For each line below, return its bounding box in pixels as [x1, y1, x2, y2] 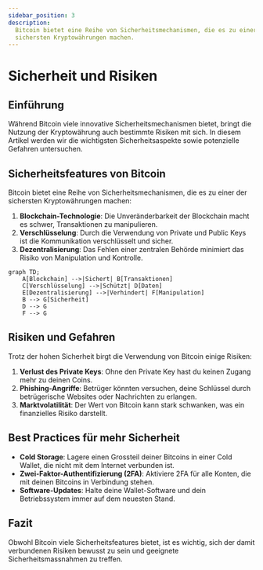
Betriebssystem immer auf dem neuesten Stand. [19, 494, 176, 503]
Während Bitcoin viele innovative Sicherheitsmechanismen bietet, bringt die [8, 119, 252, 129]
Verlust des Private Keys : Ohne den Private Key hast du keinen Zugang [19, 367, 251, 376]
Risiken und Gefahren [8, 331, 116, 344]
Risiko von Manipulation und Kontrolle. [19, 253, 143, 263]
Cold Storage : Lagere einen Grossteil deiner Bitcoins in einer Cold [19, 452, 232, 462]
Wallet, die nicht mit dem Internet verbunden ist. [19, 460, 175, 470]
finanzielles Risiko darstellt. [19, 408, 108, 418]
